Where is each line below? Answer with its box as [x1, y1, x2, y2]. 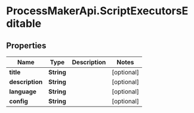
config [9, 97, 29, 105]
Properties [6, 40, 47, 51]
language [9, 87, 37, 96]
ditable [6, 17, 42, 30]
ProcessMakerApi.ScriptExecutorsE [6, 4, 189, 18]
